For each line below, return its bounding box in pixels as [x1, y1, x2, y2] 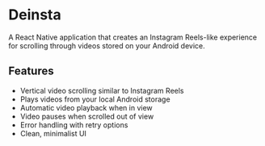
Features [8, 65, 54, 78]
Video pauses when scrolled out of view [19, 111, 154, 121]
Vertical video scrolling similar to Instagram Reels [19, 86, 184, 95]
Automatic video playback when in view [19, 102, 154, 112]
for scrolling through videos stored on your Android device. [8, 40, 206, 50]
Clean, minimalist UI [19, 128, 87, 138]
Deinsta [8, 6, 62, 24]
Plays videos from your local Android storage [19, 94, 171, 104]
